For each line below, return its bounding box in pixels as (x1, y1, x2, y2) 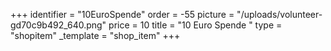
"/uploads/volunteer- (236, 9, 323, 20)
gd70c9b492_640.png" (10, 19, 107, 31)
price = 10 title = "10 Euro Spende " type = (108, 19, 283, 31)
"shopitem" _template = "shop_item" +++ (10, 30, 181, 41)
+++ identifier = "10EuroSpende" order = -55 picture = (10, 9, 235, 20)
